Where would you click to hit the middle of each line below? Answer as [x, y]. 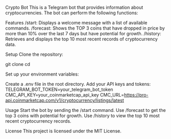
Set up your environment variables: [42, 74]
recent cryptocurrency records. [38, 121]
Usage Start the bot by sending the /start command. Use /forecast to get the [86, 110]
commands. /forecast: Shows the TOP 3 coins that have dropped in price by [85, 28]
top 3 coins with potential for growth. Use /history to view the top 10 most [82, 115]
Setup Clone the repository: [34, 54]
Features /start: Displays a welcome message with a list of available [76, 23]
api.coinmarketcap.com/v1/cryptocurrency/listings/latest [65, 100]
